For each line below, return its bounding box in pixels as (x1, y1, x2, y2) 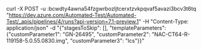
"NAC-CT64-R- (151, 31, 191, 38)
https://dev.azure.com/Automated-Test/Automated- (8, 11, 137, 19)
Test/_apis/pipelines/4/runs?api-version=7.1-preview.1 (6, 18, 139, 25)
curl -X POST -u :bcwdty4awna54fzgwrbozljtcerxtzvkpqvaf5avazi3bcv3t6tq (6, 5, 197, 12)
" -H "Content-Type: (138, 18, 189, 25)
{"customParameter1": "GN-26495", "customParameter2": (6, 31, 151, 38)
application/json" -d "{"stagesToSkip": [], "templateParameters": (6, 24, 166, 31)
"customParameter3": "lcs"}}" (70, 37, 145, 44)
